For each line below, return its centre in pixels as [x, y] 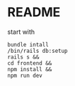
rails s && [23, 57]
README [34, 12]
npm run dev [25, 75]
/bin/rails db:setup [38, 51]
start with [21, 32]
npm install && [30, 69]
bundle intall [28, 44]
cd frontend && [30, 63]
